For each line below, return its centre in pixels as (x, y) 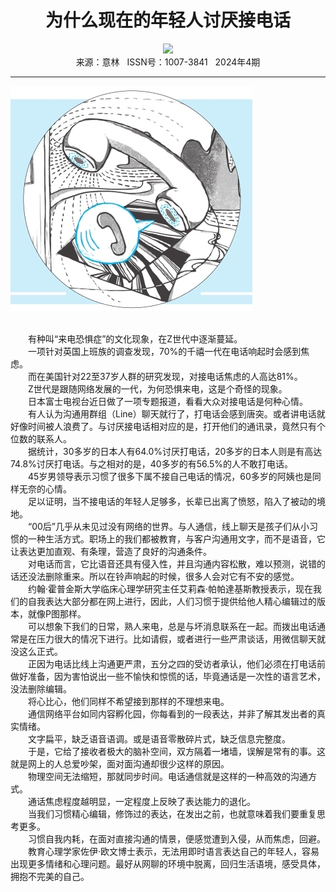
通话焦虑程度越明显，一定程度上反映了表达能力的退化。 (141, 801)
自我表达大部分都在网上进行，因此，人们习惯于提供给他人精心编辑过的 (172, 601)
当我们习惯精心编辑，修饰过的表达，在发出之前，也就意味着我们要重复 (172, 813)
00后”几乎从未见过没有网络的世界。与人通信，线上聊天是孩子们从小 (170, 526)
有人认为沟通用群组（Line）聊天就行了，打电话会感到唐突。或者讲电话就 (176, 413)
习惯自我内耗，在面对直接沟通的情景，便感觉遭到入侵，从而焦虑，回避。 (176, 838)
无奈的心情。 (45, 488)
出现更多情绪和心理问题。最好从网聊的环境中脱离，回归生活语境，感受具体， (168, 863)
